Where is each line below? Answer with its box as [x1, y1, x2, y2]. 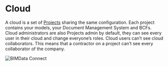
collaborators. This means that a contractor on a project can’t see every [5, 40, 153, 46]
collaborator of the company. [5, 46, 65, 52]
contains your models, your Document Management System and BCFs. [5, 24, 152, 30]
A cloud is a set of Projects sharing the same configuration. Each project [5, 19, 155, 25]
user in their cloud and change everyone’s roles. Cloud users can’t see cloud [5, 35, 163, 41]
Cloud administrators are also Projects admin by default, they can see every [5, 30, 162, 36]
